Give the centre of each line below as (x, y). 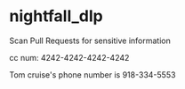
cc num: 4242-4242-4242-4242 (69, 57)
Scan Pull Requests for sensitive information (90, 41)
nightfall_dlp (56, 16)
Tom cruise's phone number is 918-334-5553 (92, 74)
